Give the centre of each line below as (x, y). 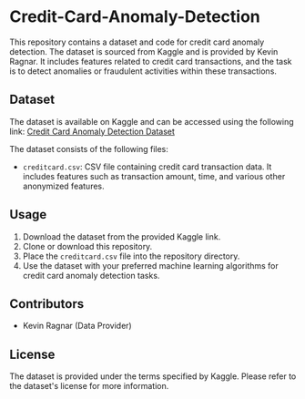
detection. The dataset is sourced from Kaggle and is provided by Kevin (144, 51)
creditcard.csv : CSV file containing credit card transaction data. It (147, 167)
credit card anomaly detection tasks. (91, 275)
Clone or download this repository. (87, 246)
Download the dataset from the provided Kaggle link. (122, 236)
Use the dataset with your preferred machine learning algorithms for (151, 265)
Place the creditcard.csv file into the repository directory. (131, 256)
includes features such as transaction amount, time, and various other (154, 176)
